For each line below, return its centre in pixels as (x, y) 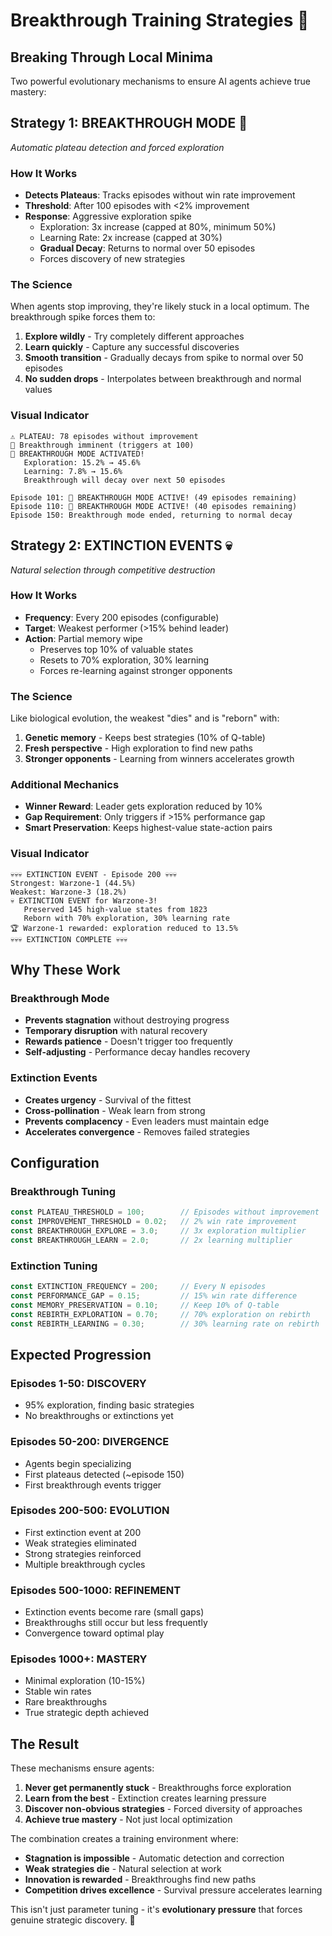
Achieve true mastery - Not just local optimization (128, 1820)
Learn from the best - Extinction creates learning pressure (145, 1798)
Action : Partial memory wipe (83, 638)
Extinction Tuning (54, 1266)
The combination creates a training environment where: (124, 1839)
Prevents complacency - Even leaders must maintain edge (147, 1121)
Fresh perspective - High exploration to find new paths (138, 748)
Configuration (55, 1163)
